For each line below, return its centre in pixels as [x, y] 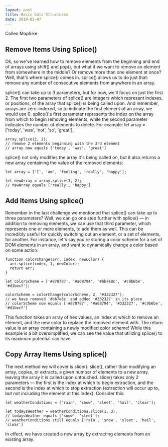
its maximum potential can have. [38, 339]
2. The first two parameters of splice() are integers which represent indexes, [84, 98]
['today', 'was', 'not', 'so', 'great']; [40, 130]
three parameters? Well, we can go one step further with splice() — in [77, 218]
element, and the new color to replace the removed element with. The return [84, 322]
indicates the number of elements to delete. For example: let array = [75, 125]
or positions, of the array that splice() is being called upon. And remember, [82, 103]
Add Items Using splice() [44, 201]
